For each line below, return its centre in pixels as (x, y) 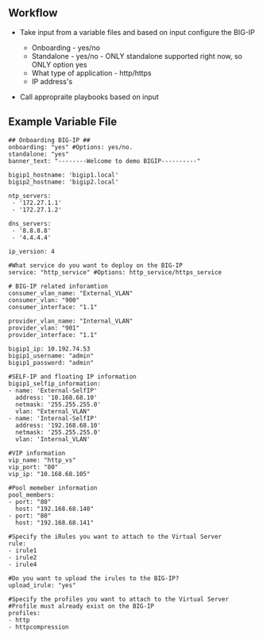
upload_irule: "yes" (43, 585)
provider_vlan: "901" (44, 328)
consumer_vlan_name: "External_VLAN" (71, 293)
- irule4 (23, 564)
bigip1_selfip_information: (55, 383)
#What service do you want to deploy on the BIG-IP (95, 265)
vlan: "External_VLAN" (53, 411)
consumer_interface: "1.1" (53, 307)
